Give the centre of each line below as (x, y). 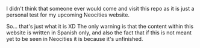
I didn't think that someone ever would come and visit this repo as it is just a (100, 9)
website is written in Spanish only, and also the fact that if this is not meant (99, 33)
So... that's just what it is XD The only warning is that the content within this (100, 26)
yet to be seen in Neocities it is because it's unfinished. (75, 39)
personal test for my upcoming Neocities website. (68, 15)
